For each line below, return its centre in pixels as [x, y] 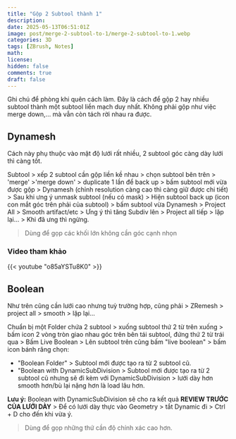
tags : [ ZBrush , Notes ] [41, 47]
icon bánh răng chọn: [38, 350]
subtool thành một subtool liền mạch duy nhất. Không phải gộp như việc [112, 107]
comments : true [30, 73]
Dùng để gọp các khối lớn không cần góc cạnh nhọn [101, 233]
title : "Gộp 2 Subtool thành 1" [55, 14]
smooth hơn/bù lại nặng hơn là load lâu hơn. [81, 385]
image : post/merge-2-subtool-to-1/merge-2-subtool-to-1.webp [99, 33]
